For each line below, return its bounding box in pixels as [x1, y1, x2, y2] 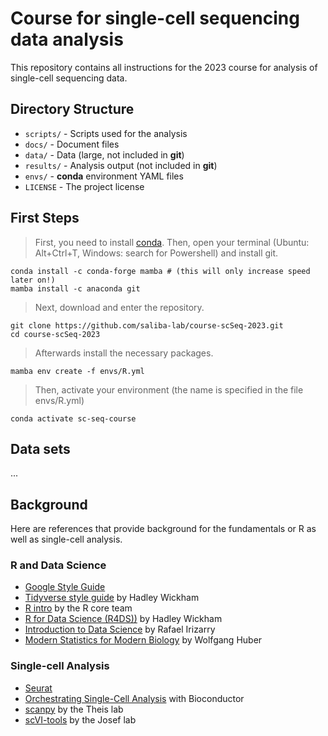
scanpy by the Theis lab [24, 703, 124, 715]
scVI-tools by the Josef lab [24, 713, 137, 726]
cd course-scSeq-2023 [10, 329, 101, 339]
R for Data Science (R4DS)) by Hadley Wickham [24, 613, 223, 625]
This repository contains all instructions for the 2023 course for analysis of [10, 61, 318, 73]
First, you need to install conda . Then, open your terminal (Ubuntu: [34, 236, 310, 248]
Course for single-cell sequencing [10, 7, 300, 30]
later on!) [10, 275, 56, 285]
